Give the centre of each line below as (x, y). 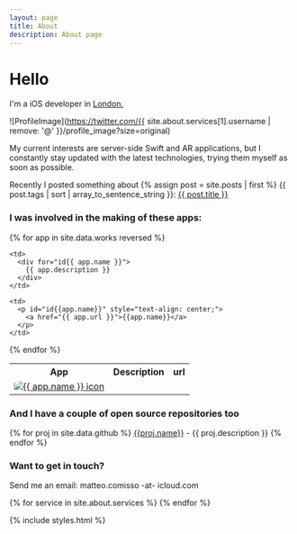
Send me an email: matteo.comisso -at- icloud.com (104, 485)
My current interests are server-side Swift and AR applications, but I (135, 149)
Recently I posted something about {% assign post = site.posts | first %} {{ (148, 185)
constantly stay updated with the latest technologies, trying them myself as (148, 158)
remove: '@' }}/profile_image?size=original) (90, 131)
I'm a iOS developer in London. (67, 104)
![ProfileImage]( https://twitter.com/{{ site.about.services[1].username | (140, 122)
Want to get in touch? (57, 466)
